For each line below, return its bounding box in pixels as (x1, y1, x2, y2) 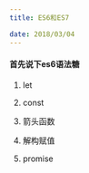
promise (22, 153, 54, 164)
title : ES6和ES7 (9, 13, 70, 23)
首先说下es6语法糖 (9, 59, 80, 70)
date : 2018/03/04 (9, 29, 75, 39)
